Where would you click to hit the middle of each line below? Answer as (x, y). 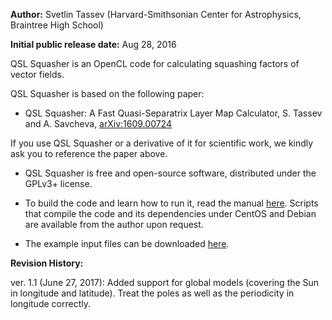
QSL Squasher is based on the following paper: (107, 93)
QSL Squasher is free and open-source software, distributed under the (170, 173)
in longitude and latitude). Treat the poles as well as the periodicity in (152, 293)
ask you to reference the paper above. (89, 153)
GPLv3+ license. (58, 183)
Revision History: (47, 263)
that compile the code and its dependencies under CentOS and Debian (170, 213)
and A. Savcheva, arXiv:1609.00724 (98, 123)
